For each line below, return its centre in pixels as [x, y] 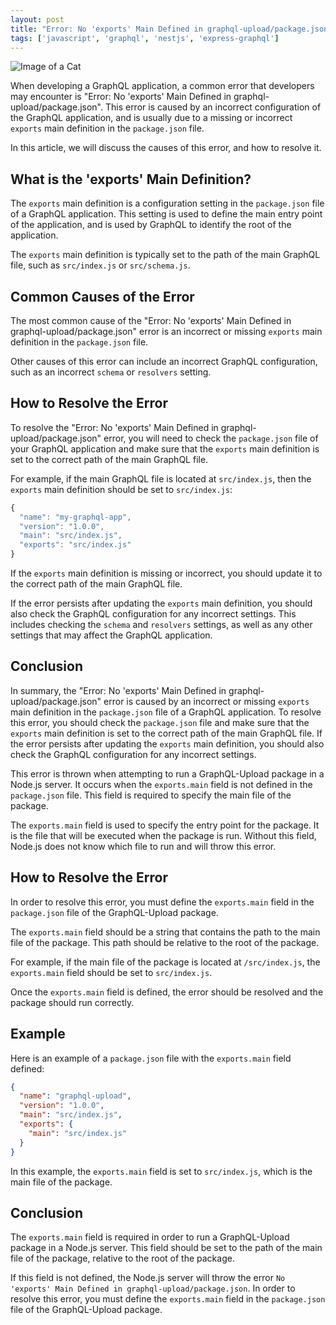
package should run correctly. [72, 1002]
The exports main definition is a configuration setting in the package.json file [167, 203]
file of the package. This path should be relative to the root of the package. [165, 942]
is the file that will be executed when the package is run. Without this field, [163, 835]
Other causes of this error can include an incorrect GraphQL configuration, [164, 361]
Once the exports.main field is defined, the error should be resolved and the [167, 992]
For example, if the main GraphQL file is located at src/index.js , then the [161, 478]
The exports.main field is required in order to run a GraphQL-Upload [150, 1237]
